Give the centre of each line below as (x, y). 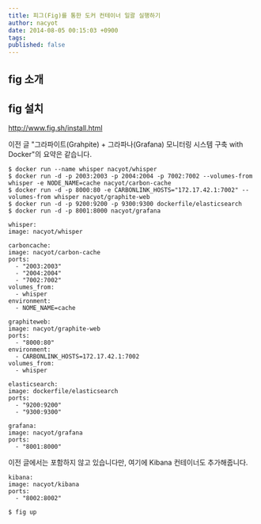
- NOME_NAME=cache (46, 308)
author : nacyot (33, 23)
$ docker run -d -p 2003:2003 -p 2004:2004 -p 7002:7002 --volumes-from (130, 176)
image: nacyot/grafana (45, 433)
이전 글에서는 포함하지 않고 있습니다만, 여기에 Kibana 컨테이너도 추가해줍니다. (128, 463)
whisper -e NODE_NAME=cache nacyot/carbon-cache (90, 183)
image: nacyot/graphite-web (55, 329)
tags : (17, 38)
